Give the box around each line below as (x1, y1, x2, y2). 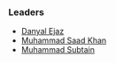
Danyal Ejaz (20, 26, 65, 37)
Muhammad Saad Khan (20, 35, 107, 45)
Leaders (8, 6, 45, 18)
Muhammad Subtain (20, 45, 95, 55)
